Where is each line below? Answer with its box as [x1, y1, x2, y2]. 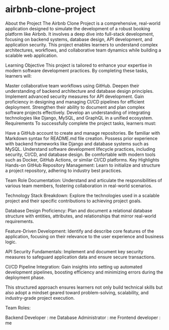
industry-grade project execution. [5, 295, 75, 301]
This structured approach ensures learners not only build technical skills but [5, 284, 163, 290]
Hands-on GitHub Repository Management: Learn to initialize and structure [5, 162, 160, 168]
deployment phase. [5, 274, 45, 281]
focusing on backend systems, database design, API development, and [5, 36, 152, 42]
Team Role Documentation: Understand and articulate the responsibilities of [5, 177, 162, 183]
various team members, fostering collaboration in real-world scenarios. [5, 183, 152, 189]
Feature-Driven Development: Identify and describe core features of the [5, 228, 154, 234]
